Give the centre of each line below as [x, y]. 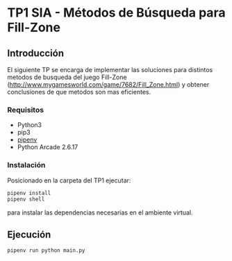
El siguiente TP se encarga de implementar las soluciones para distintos [110, 70]
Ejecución [29, 234]
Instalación [26, 165]
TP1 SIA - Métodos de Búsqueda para [116, 13]
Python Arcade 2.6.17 [48, 147]
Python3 [29, 125]
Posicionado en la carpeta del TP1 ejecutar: [69, 180]
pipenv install [29, 193]
